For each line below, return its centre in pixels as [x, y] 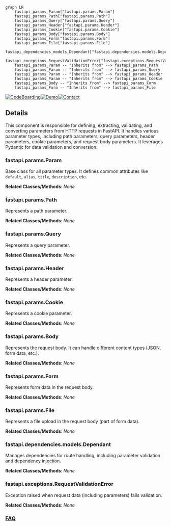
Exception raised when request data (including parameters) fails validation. [84, 495]
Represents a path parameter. [36, 211]
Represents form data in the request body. [50, 387]
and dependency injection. [33, 461]
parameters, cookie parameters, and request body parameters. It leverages [84, 141]
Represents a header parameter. [39, 279]
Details [17, 113]
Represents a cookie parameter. [39, 313]
